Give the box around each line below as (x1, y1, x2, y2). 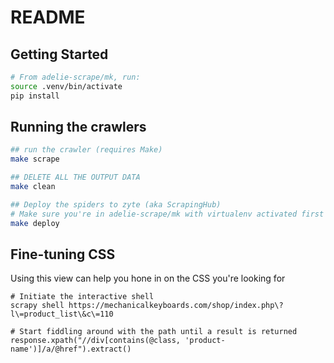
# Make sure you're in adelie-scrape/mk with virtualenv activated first (10, 209, 325, 219)
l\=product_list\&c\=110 (10, 309, 114, 320)
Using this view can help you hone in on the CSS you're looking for (10, 272, 286, 285)
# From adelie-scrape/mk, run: (10, 72, 141, 82)
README (10, 6, 86, 29)
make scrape (10, 154, 60, 165)
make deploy (10, 218, 60, 228)
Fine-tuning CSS (10, 246, 116, 263)
